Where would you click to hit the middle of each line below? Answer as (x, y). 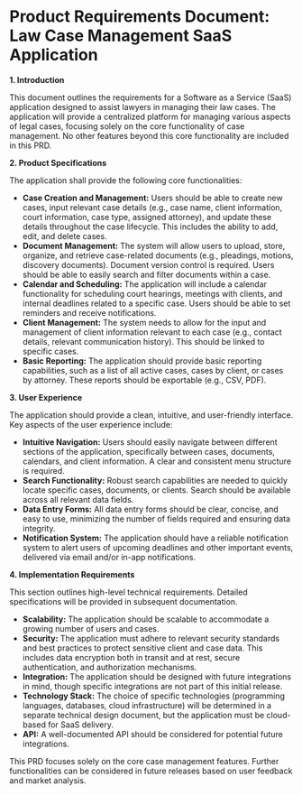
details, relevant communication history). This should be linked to (143, 341)
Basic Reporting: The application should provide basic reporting (142, 361)
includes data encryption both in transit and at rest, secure (131, 657)
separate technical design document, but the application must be (143, 715)
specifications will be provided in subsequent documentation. (124, 601)
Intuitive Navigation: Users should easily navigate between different (150, 442)
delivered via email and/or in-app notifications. (109, 557)
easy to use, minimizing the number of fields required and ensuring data (156, 518)
